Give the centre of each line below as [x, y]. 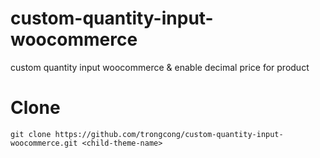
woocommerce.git [44, 143]
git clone [31, 134]
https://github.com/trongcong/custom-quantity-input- [169, 134]
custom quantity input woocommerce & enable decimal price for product [160, 67]
